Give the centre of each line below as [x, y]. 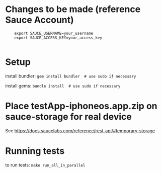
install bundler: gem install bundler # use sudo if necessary [71, 76]
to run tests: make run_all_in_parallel [45, 165]
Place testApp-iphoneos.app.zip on [81, 106]
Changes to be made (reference [73, 9]
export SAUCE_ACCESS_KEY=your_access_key [58, 38]
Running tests [35, 151]
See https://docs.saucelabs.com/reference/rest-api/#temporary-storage [80, 131]
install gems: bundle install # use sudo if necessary [63, 85]
